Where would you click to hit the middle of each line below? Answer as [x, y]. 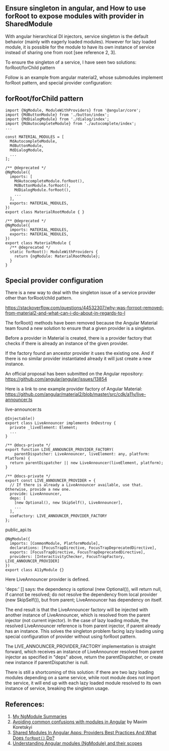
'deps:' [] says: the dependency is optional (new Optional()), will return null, [83, 589]
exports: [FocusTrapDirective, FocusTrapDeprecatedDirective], [77, 552]
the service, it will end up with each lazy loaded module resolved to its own [83, 683]
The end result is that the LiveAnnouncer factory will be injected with [77, 610]
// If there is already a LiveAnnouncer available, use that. [76, 485]
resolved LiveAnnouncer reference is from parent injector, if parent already [83, 626]
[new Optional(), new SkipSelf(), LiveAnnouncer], [69, 503]
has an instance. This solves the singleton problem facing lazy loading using [84, 631]
